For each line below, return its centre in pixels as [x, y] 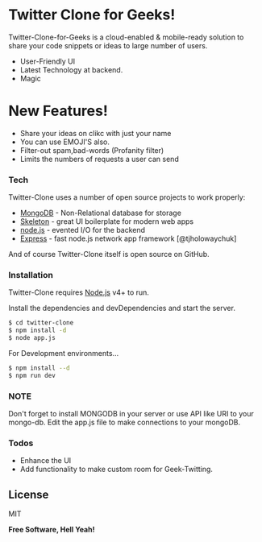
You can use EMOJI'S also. [65, 142]
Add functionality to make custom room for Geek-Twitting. [116, 470]
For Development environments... [64, 354]
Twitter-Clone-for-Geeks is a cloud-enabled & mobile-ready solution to [126, 37]
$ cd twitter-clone [41, 323]
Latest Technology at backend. [71, 69]
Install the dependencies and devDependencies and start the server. [122, 308]
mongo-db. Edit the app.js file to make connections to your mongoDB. [125, 422]
